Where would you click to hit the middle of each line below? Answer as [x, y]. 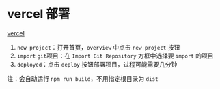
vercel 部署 [39, 14]
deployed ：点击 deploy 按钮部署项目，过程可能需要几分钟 [97, 64]
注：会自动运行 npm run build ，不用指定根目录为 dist [83, 78]
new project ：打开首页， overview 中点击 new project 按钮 [98, 47]
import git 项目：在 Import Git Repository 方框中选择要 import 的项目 [115, 56]
